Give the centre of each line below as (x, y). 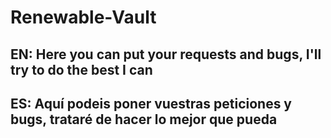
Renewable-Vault (83, 17)
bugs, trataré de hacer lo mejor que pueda (144, 119)
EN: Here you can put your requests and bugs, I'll (166, 54)
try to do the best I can (81, 69)
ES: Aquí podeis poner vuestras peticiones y (151, 103)
